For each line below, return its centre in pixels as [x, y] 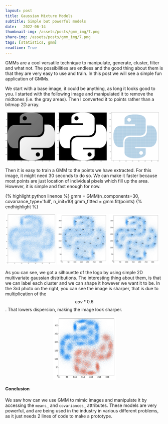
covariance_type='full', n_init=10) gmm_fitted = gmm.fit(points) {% [74, 202]
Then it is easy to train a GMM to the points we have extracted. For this [78, 171]
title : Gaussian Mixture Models [39, 16]
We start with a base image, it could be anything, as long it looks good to [80, 89]
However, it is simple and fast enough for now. [53, 187]
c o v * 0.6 [84, 302]
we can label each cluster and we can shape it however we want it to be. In [83, 283]
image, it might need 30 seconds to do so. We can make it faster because [81, 176]
